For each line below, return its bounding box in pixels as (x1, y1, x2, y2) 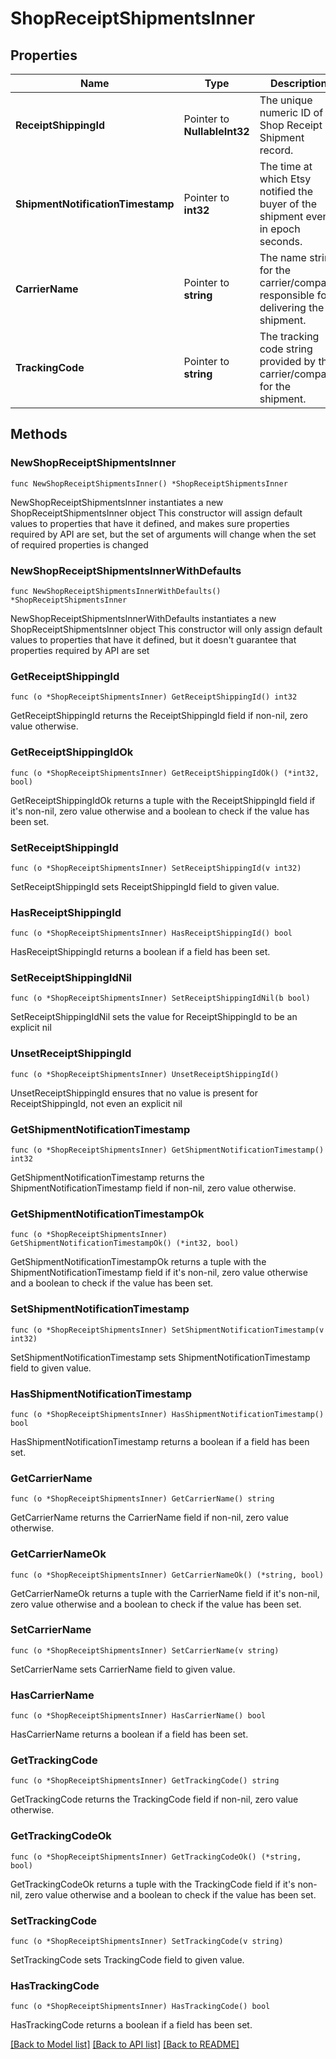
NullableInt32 (183, 125, 250, 138)
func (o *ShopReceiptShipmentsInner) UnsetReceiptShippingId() (10, 1069, 280, 1079)
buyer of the (259, 197, 318, 211)
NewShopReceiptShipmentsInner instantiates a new (10, 496, 224, 508)
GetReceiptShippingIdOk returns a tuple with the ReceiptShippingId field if (10, 794, 316, 806)
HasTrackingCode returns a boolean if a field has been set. (10, 2019, 253, 2031)
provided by (259, 355, 317, 368)
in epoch (259, 222, 301, 236)
